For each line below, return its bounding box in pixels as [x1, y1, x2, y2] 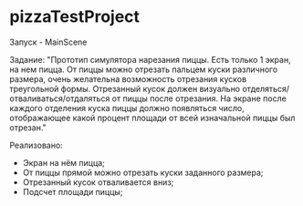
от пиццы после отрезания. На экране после [111, 93, 287, 104]
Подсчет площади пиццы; [22, 186, 123, 197]
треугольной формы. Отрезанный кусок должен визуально [9, 83, 241, 94]
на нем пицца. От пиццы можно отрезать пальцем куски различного [9, 64, 278, 75]
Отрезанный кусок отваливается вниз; [22, 176, 174, 188]
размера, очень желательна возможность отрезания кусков [9, 73, 247, 84]
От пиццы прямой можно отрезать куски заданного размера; [22, 167, 264, 178]
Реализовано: [9, 139, 64, 150]
